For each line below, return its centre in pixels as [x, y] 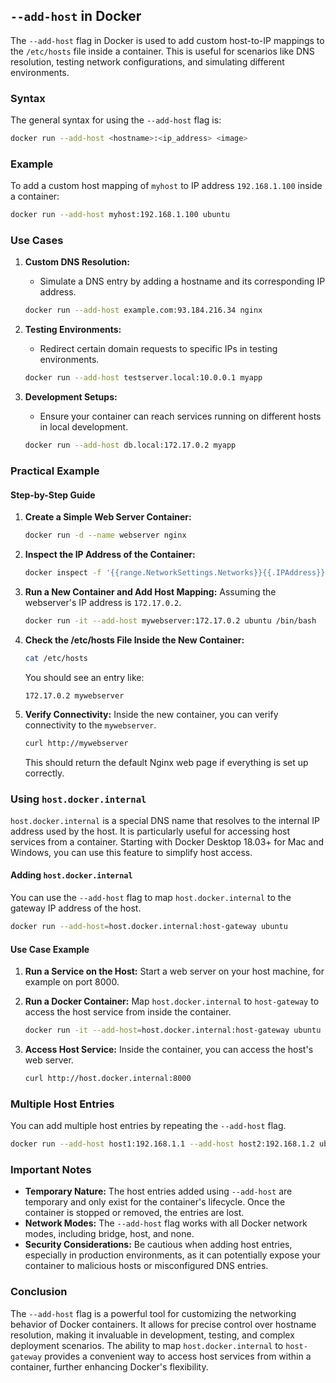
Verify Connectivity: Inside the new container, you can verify [151, 714]
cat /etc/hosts [56, 658]
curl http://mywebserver [76, 743]
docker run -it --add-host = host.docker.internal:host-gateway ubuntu [173, 1030]
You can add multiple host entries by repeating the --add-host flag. [148, 1126]
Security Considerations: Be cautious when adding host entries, [158, 1245]
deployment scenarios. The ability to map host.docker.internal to [147, 1345]
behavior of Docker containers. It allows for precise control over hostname [163, 1324]
